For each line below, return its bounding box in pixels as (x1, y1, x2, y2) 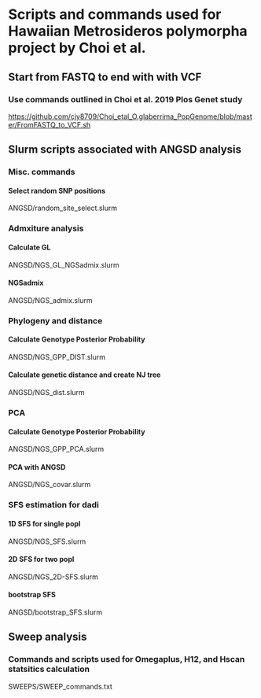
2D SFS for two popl (8, 555, 75, 564)
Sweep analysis (8, 630, 87, 644)
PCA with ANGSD (8, 462, 66, 471)
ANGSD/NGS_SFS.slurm (8, 537, 86, 546)
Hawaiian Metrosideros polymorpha (8, 22, 248, 40)
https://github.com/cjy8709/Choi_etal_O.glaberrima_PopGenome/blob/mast (8, 112, 253, 121)
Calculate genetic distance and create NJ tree (8, 370, 161, 379)
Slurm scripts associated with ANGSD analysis (8, 143, 242, 157)
